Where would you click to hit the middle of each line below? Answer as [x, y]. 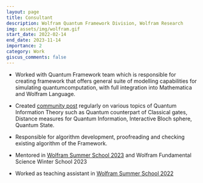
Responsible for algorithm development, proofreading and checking [100, 137]
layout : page [23, 12]
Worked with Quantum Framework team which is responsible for [95, 74]
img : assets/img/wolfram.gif [43, 29]
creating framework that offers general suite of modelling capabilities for [106, 81]
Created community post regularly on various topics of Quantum [96, 105]
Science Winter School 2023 [51, 161]
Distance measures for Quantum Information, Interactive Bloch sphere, [104, 119]
